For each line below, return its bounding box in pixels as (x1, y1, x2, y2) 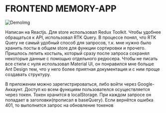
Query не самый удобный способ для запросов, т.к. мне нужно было (5, 39, 152, 45)
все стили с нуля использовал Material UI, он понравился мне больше (5, 61, 154, 67)
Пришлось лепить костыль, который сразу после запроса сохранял (5, 50, 150, 56)
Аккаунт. (5, 86, 24, 92)
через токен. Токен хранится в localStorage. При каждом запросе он (5, 92, 152, 98)
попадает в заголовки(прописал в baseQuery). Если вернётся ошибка (5, 97, 154, 103)
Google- (137, 81, 155, 87)
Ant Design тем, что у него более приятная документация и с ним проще (5, 66, 160, 72)
